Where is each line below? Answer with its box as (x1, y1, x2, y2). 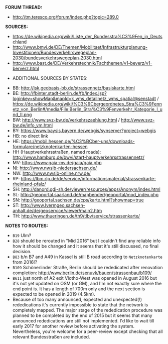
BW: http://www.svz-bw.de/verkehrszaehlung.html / (12, 117, 120, 123)
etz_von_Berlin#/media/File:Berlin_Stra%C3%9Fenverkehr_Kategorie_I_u (12, 106, 163, 112)
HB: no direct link (12, 133, 49, 139)
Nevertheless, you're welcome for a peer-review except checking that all (12, 328, 163, 334)
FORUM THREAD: (5, 5, 43, 10)
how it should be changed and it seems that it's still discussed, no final (12, 243, 159, 249)
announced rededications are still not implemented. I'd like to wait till (12, 318, 154, 323)
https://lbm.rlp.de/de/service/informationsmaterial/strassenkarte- (21, 176, 156, 181)
